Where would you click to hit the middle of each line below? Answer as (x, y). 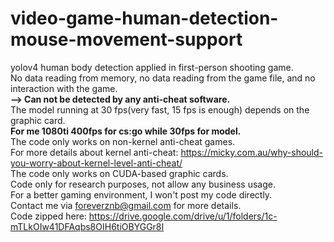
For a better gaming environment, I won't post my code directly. (141, 194)
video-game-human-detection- (144, 18)
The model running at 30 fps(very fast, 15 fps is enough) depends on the (160, 109)
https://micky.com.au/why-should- (251, 152)
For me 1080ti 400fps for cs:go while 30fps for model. (126, 131)
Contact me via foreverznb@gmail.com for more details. (126, 205)
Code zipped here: (48, 216)
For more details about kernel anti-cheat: (94, 152)
